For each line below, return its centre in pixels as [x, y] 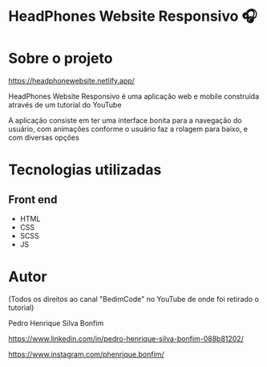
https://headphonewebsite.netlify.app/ [71, 81]
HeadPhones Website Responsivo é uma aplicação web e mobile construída [134, 96]
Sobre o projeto [61, 59]
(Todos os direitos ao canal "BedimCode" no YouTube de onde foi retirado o [133, 300]
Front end [33, 200]
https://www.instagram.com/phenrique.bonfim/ [86, 354]
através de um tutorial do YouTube [65, 105]
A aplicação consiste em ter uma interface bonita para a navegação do [125, 120]
